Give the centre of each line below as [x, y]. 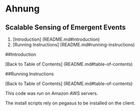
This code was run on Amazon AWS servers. [52, 93]
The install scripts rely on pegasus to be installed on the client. [70, 103]
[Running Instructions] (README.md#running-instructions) [74, 45]
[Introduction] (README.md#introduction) [56, 39]
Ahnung [22, 9]
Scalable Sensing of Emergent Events [65, 27]
